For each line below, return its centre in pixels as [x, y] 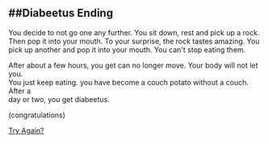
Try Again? [26, 130]
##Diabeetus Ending [61, 13]
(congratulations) [37, 115]
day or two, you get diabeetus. [59, 99]
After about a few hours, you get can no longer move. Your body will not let [133, 65]
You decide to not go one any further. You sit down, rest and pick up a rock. [134, 32]
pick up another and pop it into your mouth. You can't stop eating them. [127, 49]
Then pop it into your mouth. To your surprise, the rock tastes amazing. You [134, 41]
